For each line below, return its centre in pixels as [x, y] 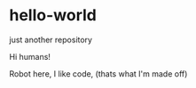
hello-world [53, 15]
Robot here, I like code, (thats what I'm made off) [98, 73]
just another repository [51, 40]
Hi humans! [30, 56]
